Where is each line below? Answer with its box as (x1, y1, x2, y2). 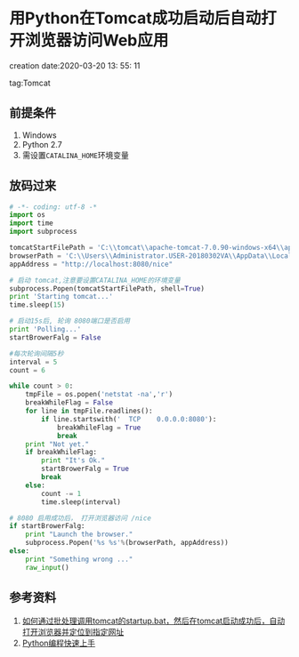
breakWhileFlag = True (56, 423, 141, 432)
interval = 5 (9, 357, 58, 366)
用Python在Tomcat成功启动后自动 (9, 8, 262, 28)
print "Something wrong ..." (25, 555, 133, 564)
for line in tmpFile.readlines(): (25, 406, 153, 416)
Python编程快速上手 (21, 637, 96, 648)
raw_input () (25, 563, 69, 572)
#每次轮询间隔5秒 (9, 349, 64, 358)
